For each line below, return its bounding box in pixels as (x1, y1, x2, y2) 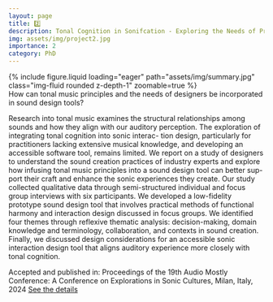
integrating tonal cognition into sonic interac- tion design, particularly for (8, 131, 252, 140)
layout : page (8, 11, 53, 20)
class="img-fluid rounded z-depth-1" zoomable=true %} (8, 80, 197, 90)
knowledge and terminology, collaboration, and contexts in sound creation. (8, 226, 259, 235)
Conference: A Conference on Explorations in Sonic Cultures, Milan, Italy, (8, 276, 253, 285)
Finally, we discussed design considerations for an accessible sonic (8, 235, 236, 244)
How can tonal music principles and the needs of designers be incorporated (8, 89, 263, 98)
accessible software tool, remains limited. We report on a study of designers (8, 148, 264, 157)
